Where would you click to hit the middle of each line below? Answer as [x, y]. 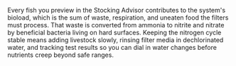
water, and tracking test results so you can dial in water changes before [112, 47]
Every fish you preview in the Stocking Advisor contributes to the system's [117, 10]
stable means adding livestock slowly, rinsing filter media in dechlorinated [116, 40]
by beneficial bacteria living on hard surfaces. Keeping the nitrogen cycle [114, 32]
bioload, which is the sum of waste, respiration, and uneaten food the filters [118, 18]
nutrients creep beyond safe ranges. [60, 55]
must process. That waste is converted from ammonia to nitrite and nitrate [116, 25]
